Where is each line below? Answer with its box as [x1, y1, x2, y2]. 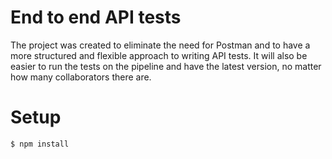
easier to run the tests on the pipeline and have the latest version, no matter [10, 60, 322, 72]
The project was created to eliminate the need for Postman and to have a [10, 39, 311, 51]
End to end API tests [10, 6, 182, 29]
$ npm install [10, 139, 70, 149]
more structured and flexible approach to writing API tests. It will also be [10, 49, 308, 61]
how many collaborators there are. [10, 71, 152, 83]
